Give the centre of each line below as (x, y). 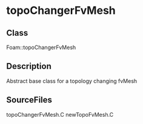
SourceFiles (29, 100)
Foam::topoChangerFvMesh (41, 47)
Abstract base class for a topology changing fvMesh (72, 81)
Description (29, 66)
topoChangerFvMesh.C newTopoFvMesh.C (60, 114)
